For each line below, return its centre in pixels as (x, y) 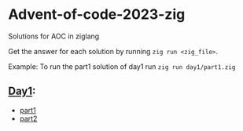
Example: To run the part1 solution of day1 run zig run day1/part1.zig (122, 66)
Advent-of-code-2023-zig (97, 15)
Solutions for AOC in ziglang (54, 36)
